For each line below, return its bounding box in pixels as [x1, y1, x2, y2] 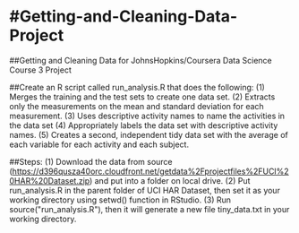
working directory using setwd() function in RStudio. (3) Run [9, 194, 231, 205]
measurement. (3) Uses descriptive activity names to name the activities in [9, 110, 285, 121]
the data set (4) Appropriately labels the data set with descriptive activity [9, 119, 278, 131]
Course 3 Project [9, 65, 72, 75]
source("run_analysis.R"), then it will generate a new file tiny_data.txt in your [9, 203, 290, 214]
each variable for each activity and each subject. [9, 139, 190, 150]
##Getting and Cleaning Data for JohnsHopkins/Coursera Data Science [9, 55, 272, 65]
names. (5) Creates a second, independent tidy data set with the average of [9, 129, 288, 140]
